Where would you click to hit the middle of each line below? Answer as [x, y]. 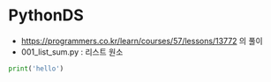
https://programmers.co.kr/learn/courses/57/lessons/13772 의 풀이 [142, 41]
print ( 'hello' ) [36, 68]
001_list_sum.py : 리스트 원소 [72, 52]
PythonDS [46, 15]
